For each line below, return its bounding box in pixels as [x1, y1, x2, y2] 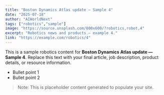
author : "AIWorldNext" [5, 16, 53, 21]
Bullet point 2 [12, 74, 40, 80]
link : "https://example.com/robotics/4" [5, 35, 91, 40]
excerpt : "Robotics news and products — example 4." [5, 30, 118, 35]
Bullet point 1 [12, 69, 39, 75]
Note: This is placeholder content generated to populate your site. [17, 84, 154, 90]
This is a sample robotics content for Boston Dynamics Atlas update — [5, 48, 153, 55]
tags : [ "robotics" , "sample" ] [5, 21, 66, 26]
